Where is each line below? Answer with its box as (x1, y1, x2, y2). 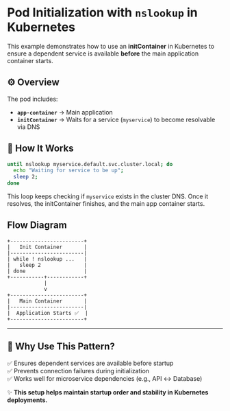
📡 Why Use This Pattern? (7, 341, 115, 353)
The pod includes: (7, 95, 58, 103)
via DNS (16, 122, 40, 131)
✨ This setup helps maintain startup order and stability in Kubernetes (7, 388, 209, 396)
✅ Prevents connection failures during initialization (7, 366, 149, 375)
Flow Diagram (7, 220, 67, 231)
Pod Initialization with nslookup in (7, 5, 198, 21)
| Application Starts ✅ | (7, 309, 89, 316)
